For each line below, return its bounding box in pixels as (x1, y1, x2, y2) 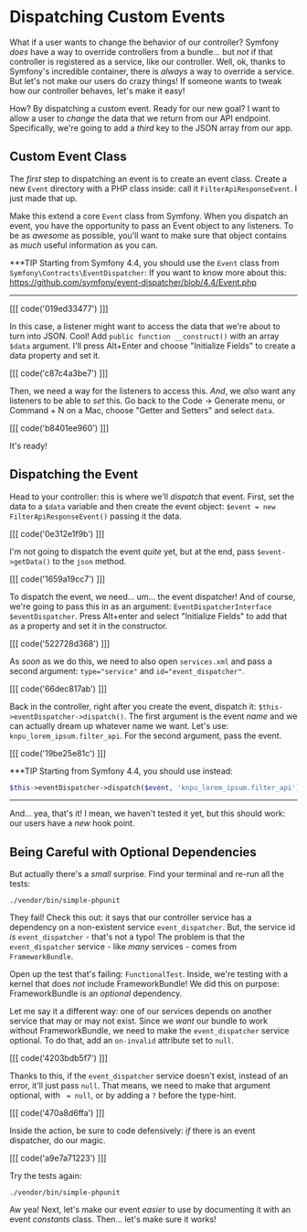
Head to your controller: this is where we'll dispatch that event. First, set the (9, 491, 295, 502)
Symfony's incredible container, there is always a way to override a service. (9, 66, 295, 77)
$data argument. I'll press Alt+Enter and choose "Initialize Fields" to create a (9, 340, 296, 351)
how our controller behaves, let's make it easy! (9, 85, 185, 96)
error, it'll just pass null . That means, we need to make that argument (9, 1080, 271, 1091)
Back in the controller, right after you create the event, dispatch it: (9, 701, 257, 712)
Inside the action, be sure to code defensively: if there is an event (9, 1125, 256, 1136)
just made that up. (9, 192, 78, 203)
